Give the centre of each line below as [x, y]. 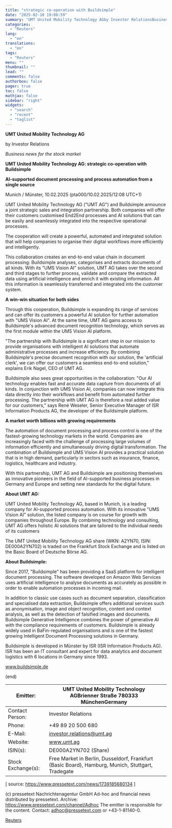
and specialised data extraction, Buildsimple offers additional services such [85, 603]
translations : [20, 43]
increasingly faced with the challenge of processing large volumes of [78, 441]
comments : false [23, 77]
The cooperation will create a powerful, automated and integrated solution [84, 236]
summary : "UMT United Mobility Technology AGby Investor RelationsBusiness [88, 19]
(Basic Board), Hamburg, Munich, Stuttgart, [101, 765]
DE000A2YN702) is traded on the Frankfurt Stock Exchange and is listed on [85, 546]
